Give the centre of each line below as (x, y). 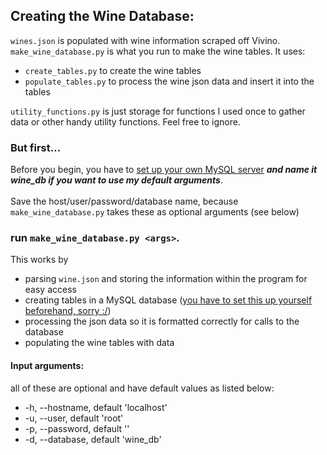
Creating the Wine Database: (102, 16)
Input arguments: (47, 365)
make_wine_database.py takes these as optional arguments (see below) (155, 212)
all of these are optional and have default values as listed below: (142, 388)
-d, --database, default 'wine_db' (93, 439)
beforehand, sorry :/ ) (68, 311)
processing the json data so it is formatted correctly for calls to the (162, 321)
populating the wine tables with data (99, 343)
